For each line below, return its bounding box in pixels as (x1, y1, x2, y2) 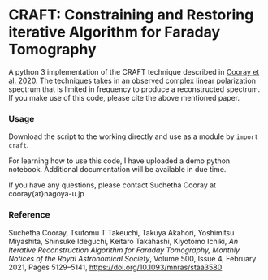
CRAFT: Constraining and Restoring (8, 6, 254, 24)
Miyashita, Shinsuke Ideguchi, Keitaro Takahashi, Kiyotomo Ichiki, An (8, 236, 239, 246)
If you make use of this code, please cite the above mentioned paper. (8, 93, 240, 102)
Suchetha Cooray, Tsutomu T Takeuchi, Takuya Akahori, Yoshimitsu (8, 227, 235, 237)
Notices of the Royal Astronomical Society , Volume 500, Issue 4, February (8, 253, 257, 263)
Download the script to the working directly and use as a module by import (8, 131, 258, 141)
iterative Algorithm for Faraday (8, 23, 221, 41)
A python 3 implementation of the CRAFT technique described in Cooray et (8, 67, 260, 76)
